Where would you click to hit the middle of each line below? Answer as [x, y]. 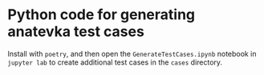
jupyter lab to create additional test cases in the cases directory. [115, 62]
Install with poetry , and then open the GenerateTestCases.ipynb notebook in [132, 53]
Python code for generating [102, 15]
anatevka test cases [76, 32]
